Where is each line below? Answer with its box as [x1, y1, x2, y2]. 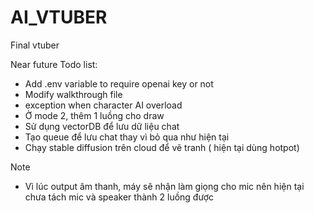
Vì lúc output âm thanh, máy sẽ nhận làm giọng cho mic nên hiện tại [24, 180, 305, 192]
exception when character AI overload [24, 99, 183, 111]
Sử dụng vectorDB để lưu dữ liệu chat [24, 120, 180, 132]
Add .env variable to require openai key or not [24, 77, 214, 90]
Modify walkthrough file [24, 88, 123, 100]
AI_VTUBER [10, 6, 108, 29]
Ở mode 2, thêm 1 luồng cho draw [24, 109, 165, 121]
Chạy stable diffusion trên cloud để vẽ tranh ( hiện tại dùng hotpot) [24, 141, 300, 153]
